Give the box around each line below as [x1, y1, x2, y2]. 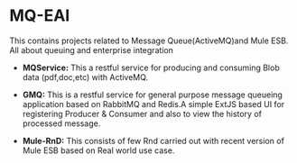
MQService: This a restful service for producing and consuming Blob [22, 62, 280, 73]
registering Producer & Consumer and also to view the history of [22, 108, 262, 119]
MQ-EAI [9, 5, 70, 26]
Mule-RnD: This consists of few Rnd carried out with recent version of [22, 135, 284, 146]
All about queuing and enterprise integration [9, 44, 174, 55]
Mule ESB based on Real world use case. [22, 145, 175, 156]
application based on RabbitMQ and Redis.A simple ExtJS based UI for [22, 98, 285, 109]
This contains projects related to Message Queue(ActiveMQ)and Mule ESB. [9, 35, 289, 46]
